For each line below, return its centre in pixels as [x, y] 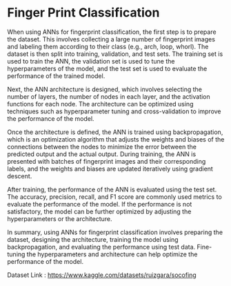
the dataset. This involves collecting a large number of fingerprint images [111, 39]
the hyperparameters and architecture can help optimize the [112, 254]
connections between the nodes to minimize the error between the [102, 146]
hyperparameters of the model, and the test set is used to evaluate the [107, 68]
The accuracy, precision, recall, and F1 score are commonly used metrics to [114, 197]
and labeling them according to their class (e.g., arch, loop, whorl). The [108, 46]
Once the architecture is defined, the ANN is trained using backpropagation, [115, 132]
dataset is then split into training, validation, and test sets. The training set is [115, 54]
